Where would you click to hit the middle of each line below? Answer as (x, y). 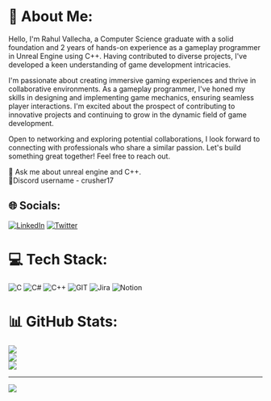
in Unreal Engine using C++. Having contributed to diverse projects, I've (128, 56)
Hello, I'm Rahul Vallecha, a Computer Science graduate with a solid (121, 39)
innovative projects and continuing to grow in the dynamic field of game (128, 114)
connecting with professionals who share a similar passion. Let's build (125, 147)
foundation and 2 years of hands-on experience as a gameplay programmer (134, 47)
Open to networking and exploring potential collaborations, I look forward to (134, 139)
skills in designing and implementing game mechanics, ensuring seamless (131, 97)
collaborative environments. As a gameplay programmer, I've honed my (127, 89)
